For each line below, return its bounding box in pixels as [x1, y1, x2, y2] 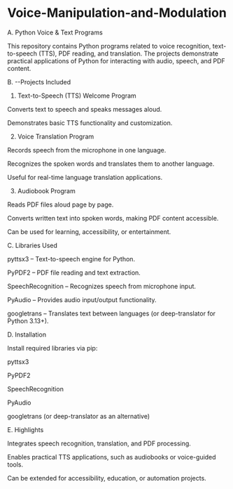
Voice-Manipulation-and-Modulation [7, 5, 227, 21]
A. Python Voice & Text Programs [7, 28, 103, 37]
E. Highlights [7, 425, 44, 433]
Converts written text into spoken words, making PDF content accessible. [7, 214, 219, 222]
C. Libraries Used [7, 241, 58, 249]
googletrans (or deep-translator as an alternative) [7, 412, 150, 420]
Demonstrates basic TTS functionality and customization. [7, 118, 173, 127]
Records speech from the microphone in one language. [7, 145, 167, 154]
